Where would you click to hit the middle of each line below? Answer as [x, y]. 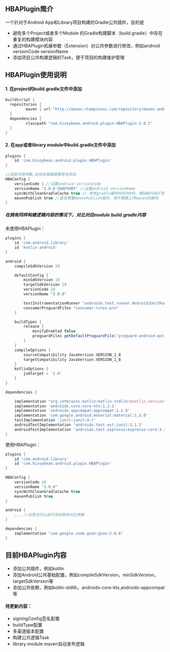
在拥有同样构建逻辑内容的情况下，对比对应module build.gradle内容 [76, 215]
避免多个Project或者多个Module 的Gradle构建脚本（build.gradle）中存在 [88, 33]
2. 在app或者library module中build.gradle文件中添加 [60, 145]
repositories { [26, 105]
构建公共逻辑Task [31, 637]
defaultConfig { [32, 275]
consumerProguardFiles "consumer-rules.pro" [71, 308]
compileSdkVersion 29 [37, 266]
